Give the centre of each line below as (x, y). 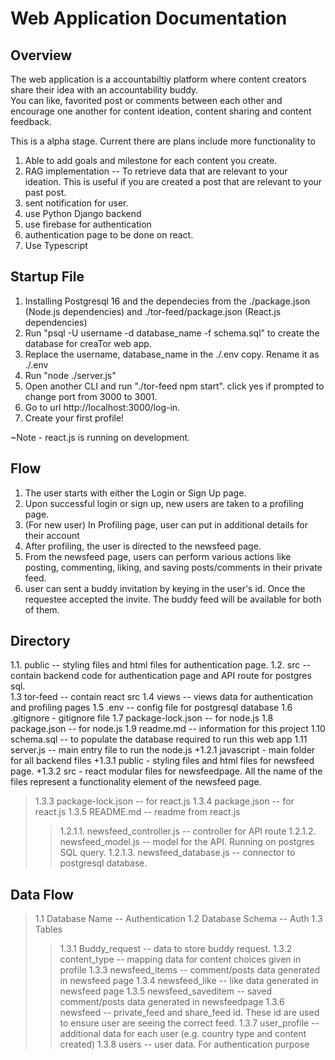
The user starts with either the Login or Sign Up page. (135, 493)
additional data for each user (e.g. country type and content (183, 1034)
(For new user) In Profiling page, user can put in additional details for (166, 524)
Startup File (47, 277)
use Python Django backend (83, 213)
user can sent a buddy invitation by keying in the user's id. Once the (165, 588)
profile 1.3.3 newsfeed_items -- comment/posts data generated (190, 970)
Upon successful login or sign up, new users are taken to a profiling (164, 503)
